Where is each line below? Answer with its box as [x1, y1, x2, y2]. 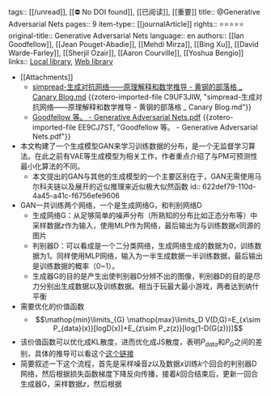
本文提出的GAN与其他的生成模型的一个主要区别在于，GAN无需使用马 [32, 172, 262, 181]
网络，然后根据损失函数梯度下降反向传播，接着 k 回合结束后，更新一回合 [19, 368, 259, 378]
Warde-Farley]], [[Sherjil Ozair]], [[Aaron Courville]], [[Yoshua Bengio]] [8, 48, 244, 57]
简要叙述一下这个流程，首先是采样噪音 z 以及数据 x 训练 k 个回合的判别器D [19, 359, 257, 368]
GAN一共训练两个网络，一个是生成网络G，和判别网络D [19, 201, 202, 210]
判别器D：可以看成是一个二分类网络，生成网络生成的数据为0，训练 [32, 241, 255, 250]
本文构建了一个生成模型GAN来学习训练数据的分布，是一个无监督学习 [19, 141, 249, 151]
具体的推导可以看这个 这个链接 [34, 348, 134, 358]
